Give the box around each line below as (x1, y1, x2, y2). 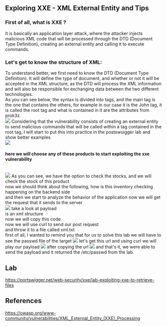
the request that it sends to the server (5, 200, 83, 206)
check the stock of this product (5, 178, 70, 184)
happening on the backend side (5, 189, 70, 195)
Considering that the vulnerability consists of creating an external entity (11, 118, 159, 124)
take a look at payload (11, 206, 57, 212)
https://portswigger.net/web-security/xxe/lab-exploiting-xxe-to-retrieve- (5, 277, 155, 283)
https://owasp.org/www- (5, 310, 56, 316)
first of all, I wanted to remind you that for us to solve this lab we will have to (5, 232, 162, 238)
